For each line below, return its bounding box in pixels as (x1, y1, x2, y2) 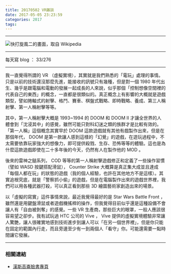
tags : (5, 21, 17, 27)
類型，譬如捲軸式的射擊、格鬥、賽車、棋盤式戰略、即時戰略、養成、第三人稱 (5, 98, 166, 104)
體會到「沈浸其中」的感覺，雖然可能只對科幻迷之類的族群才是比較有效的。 (5, 121, 161, 127)
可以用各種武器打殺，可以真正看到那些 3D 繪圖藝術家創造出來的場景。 (9, 183, 157, 189)
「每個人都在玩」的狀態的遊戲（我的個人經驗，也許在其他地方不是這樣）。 (5, 170, 159, 176)
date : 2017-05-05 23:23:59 (5, 12, 63, 17)
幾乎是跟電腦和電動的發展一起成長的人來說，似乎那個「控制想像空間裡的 (14, 85, 166, 91)
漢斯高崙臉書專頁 (12, 263, 49, 269)
